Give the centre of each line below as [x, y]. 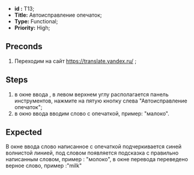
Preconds [24, 46]
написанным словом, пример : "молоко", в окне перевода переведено [97, 159]
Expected [24, 132]
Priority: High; [32, 28]
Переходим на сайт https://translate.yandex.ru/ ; [75, 61]
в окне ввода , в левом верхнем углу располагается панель [91, 94]
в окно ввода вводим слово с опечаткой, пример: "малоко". [92, 113]
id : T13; [24, 9]
